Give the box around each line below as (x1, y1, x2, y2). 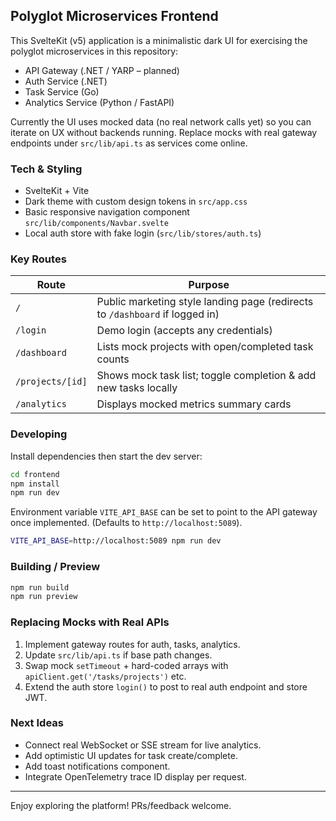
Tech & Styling (10, 162, 83, 176)
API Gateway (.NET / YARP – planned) (24, 64, 180, 76)
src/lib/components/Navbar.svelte (24, 219, 169, 229)
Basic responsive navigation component (24, 206, 190, 218)
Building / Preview (10, 560, 101, 574)
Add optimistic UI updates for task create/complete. (24, 749, 238, 761)
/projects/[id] (15, 376, 88, 388)
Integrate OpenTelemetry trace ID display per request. (24, 770, 247, 783)
